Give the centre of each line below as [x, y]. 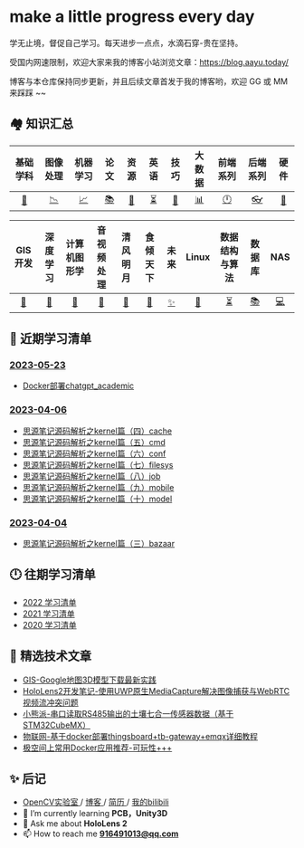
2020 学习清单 [49, 624]
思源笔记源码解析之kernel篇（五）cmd [94, 442]
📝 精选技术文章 [51, 657]
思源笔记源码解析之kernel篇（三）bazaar [98, 544]
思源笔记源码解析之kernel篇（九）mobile [98, 487]
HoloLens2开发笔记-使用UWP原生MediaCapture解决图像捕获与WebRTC [156, 691]
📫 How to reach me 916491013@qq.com [100, 834]
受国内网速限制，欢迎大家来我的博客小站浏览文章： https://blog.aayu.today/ [149, 62]
